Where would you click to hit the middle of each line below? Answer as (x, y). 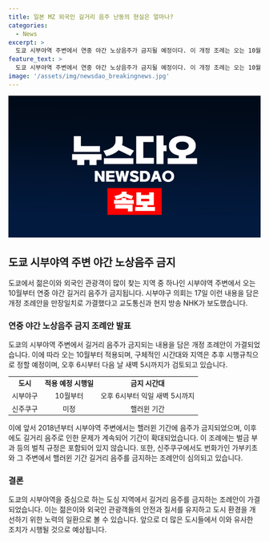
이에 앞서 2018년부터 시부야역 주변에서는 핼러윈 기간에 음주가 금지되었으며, (125, 428)
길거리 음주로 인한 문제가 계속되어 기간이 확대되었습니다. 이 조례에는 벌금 (136, 438)
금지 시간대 (148, 383)
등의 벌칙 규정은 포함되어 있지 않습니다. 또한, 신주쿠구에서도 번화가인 (123, 448)
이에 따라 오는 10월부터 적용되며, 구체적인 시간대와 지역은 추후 (128, 355)
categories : (28, 25)
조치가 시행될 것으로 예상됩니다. (58, 530)
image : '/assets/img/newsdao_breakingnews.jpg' (89, 76)
